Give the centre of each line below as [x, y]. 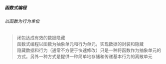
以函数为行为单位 [22, 21]
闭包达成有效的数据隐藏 [41, 37]
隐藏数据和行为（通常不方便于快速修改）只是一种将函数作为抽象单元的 [89, 50]
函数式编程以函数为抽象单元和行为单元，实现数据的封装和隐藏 [80, 44]
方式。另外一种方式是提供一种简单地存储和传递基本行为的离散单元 [84, 56]
